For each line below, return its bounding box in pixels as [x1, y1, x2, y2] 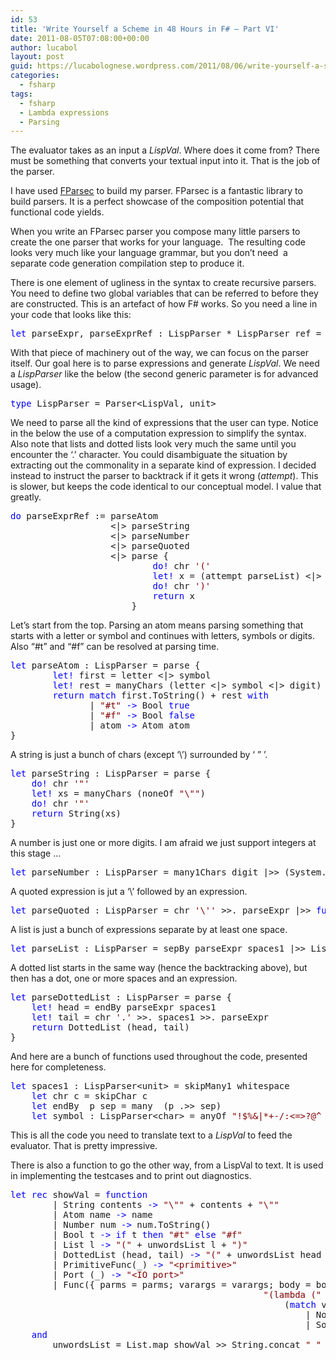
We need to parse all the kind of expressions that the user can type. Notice [10, 417, 319, 429]
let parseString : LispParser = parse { [10, 768, 212, 780]
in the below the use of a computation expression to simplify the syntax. [10, 427, 307, 440]
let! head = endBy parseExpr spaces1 [31, 1002, 217, 1013]
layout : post [10, 52, 65, 62]
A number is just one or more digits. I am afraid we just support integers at [10, 837, 317, 849]
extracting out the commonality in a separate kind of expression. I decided [10, 459, 317, 471]
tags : [10, 89, 33, 99]
